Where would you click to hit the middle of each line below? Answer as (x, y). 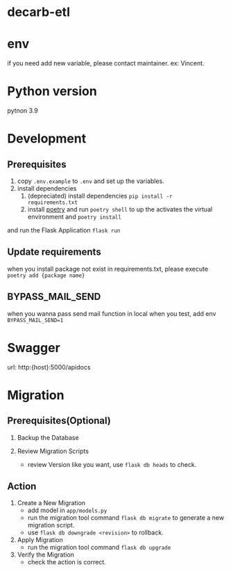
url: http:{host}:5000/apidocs (49, 367)
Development (47, 139)
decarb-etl (39, 12)
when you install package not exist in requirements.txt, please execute (108, 269)
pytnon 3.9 (23, 111)
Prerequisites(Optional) (59, 421)
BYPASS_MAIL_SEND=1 (35, 320)
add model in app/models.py (67, 510)
